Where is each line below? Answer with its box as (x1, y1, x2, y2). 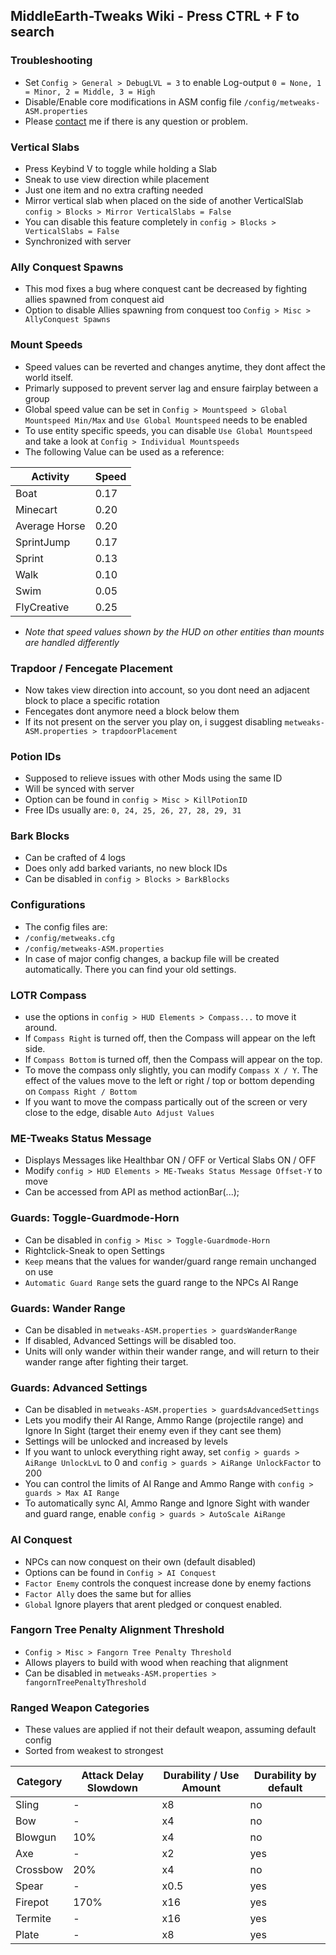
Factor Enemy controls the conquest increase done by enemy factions (24, 1577, 312, 1589)
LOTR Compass (10, 988, 87, 1002)
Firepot (15, 1895, 50, 1909)
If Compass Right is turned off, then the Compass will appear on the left (24, 1032, 316, 1044)
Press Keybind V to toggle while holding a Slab (24, 162, 217, 174)
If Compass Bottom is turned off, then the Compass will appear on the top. (24, 1054, 323, 1066)
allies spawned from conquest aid (24, 294, 165, 306)
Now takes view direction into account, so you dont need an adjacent (24, 684, 310, 696)
